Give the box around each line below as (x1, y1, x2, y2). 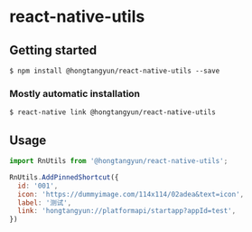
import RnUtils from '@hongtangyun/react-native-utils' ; (9, 157, 229, 166)
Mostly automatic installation (9, 87, 141, 100)
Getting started (9, 43, 98, 58)
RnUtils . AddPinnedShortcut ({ (9, 172, 119, 182)
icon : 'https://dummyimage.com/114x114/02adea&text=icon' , (17, 189, 245, 198)
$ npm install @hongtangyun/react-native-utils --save (9, 66, 220, 75)
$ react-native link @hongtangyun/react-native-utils (9, 108, 217, 117)
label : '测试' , (17, 198, 72, 208)
